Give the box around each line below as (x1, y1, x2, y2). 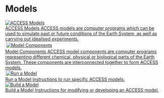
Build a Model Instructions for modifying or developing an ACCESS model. (5, 87, 159, 93)
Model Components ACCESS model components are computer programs (5, 48, 157, 55)
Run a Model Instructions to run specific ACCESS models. (5, 76, 125, 82)
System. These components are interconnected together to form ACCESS (5, 59, 158, 65)
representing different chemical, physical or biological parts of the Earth (5, 54, 155, 60)
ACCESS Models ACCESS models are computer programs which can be (5, 25, 155, 31)
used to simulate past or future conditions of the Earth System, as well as (5, 30, 157, 36)
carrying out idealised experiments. (5, 36, 79, 42)
